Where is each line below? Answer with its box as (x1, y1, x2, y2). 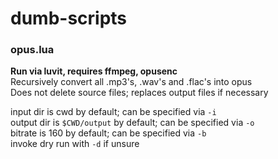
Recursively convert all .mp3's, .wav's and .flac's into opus (10, 76, 253, 88)
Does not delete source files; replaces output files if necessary (10, 87, 269, 99)
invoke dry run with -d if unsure (10, 138, 140, 150)
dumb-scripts (10, 7, 128, 30)
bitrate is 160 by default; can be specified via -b (10, 127, 207, 139)
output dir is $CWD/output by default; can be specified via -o (10, 117, 255, 129)
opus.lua (10, 43, 55, 57)
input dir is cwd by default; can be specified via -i (10, 106, 217, 118)
